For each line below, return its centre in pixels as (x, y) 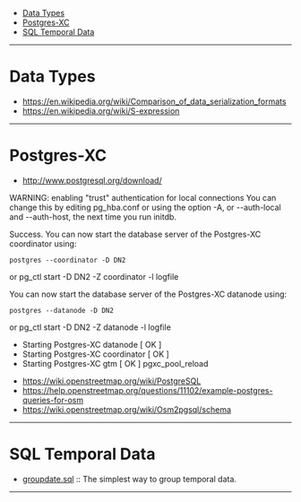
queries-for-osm (52, 400)
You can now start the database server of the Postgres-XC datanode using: (148, 294)
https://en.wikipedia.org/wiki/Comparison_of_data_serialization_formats (154, 101)
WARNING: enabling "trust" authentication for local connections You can (143, 197)
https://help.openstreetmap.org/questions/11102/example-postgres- (147, 390)
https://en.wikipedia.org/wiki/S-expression (101, 110)
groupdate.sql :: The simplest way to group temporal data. (129, 479)
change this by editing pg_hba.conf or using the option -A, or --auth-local (145, 207)
